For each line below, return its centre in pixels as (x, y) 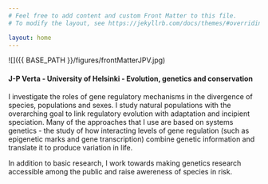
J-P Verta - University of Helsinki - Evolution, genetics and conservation (131, 78)
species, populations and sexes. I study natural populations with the (120, 105)
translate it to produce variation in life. (71, 147)
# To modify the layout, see (57, 23)
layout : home (30, 38)
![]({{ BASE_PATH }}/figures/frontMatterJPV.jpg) (87, 60)
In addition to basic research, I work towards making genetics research (125, 163)
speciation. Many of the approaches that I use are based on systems (121, 122)
